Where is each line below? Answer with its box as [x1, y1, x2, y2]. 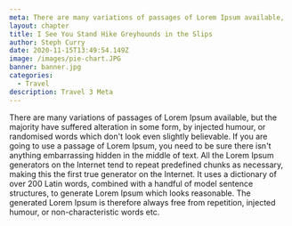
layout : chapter [9, 21, 69, 30]
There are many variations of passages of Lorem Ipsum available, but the [9, 112, 278, 123]
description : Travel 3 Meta [9, 87, 114, 96]
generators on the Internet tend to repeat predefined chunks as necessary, [9, 159, 284, 170]
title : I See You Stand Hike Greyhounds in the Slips [9, 29, 214, 38]
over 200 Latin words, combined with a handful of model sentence [9, 178, 254, 189]
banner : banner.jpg [9, 63, 82, 72]
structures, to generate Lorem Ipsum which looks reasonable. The [9, 188, 251, 198]
